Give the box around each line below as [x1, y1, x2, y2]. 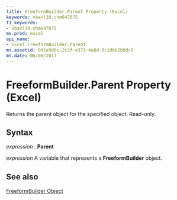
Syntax [6, 127, 33, 137]
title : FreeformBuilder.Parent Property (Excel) [6, 8, 128, 15]
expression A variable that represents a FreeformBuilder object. [6, 154, 163, 162]
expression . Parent [6, 143, 54, 150]
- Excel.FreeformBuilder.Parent [6, 42, 86, 48]
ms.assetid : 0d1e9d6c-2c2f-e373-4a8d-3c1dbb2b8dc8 [6, 47, 134, 53]
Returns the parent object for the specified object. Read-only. [6, 110, 156, 117]
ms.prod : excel [6, 31, 44, 37]
